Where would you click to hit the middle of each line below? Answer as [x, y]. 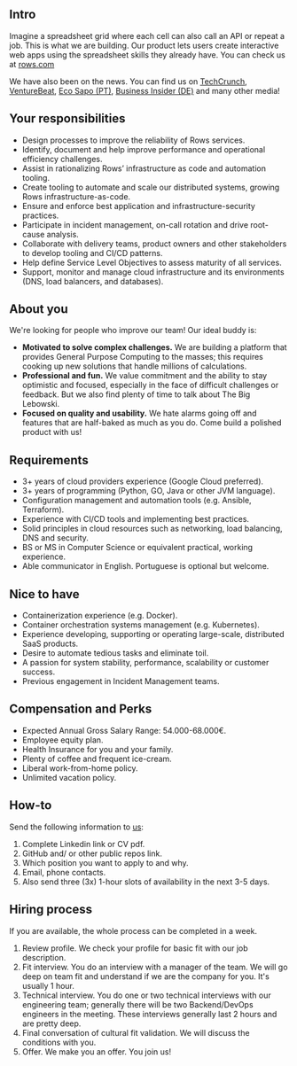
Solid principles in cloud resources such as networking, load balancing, [152, 529]
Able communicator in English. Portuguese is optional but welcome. [145, 566]
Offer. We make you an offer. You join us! [96, 1051]
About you [39, 309]
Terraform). [43, 510]
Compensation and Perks [81, 709]
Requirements [49, 460]
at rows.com [32, 64]
